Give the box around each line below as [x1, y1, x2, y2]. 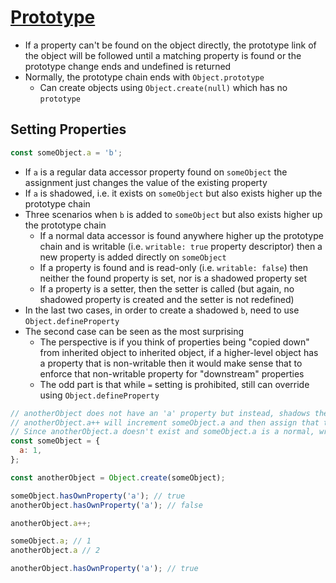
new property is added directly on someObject [39, 251, 227, 263]
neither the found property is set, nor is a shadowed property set [39, 272, 308, 284]
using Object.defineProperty [39, 389, 160, 401]
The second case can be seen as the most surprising [24, 325, 245, 337]
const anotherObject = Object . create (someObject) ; [10, 472, 226, 483]
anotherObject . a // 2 [10, 546, 101, 556]
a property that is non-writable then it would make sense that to [39, 357, 303, 369]
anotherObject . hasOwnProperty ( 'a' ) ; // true [10, 564, 199, 574]
